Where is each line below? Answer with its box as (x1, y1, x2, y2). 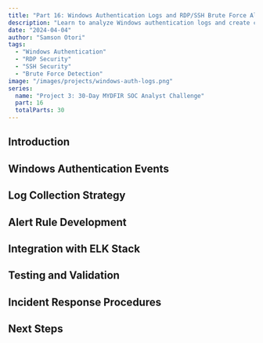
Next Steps (8, 323, 63, 336)
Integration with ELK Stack (8, 242, 141, 255)
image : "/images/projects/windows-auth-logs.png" (8, 77, 174, 85)
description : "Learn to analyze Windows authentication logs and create (8, 19, 250, 27)
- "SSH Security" (15, 63, 72, 71)
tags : (8, 41, 26, 49)
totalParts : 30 (15, 107, 65, 115)
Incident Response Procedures (8, 295, 162, 308)
